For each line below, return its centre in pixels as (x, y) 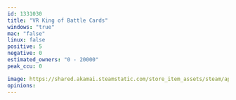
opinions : (22, 85)
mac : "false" (26, 33)
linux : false (26, 40)
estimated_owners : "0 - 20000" (53, 60)
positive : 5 (25, 46)
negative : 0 (25, 54)
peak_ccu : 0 (25, 66)
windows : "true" (31, 27)
